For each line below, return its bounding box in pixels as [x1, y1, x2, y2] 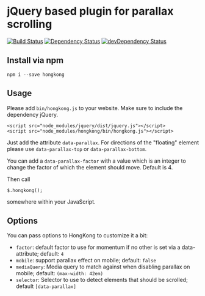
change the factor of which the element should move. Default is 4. [7, 163, 173, 171]
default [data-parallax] [15, 283, 77, 290]
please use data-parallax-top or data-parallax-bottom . [7, 145, 147, 152]
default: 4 [40, 250, 64, 257]
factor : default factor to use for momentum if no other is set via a [15, 243, 181, 251]
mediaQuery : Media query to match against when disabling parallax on [15, 263, 190, 270]
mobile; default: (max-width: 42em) [15, 270, 103, 277]
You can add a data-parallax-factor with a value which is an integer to [7, 157, 187, 165]
